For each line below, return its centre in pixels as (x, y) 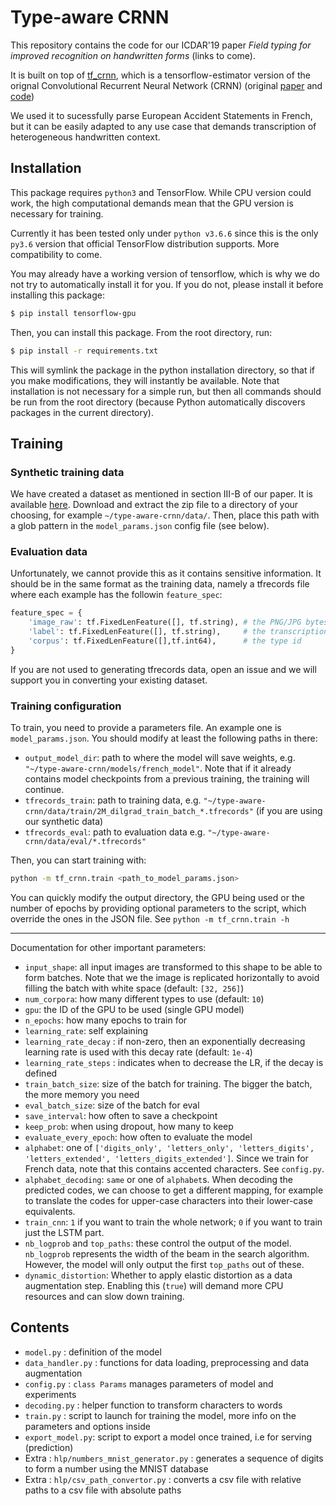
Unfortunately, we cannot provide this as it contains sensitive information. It (166, 573)
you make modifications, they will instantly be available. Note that (145, 380)
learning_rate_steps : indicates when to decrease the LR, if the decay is (174, 1063)
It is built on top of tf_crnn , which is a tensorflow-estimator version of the (160, 75)
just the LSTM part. (64, 1233)
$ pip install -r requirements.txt (84, 351)
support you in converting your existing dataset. (109, 680)
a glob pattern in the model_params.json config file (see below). (140, 526)
